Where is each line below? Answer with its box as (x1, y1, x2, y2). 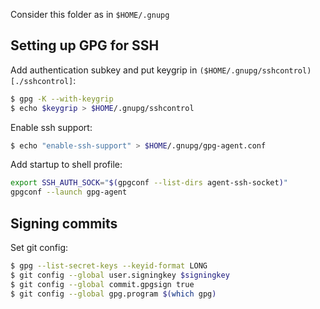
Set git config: (10, 242, 69, 253)
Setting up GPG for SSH (10, 37, 160, 54)
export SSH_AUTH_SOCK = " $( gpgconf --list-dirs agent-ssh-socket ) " (10, 178, 288, 188)
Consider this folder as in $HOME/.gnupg (10, 9, 170, 20)
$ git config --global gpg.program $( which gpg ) (10, 289, 217, 299)
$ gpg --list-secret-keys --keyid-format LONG (10, 261, 208, 271)
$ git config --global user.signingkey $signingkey (10, 270, 230, 280)
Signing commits (10, 215, 118, 232)
